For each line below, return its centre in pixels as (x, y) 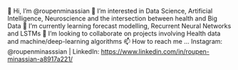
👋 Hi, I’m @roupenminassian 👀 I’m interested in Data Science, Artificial (110, 11)
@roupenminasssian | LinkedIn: (53, 52)
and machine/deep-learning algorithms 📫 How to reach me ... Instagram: (115, 41)
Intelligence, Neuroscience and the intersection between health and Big (112, 18)
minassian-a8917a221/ (40, 59)
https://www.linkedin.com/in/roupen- (155, 52)
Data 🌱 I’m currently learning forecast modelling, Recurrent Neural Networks (119, 26)
